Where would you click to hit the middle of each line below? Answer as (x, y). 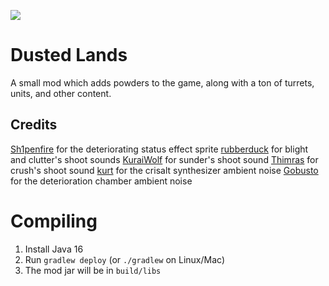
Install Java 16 (54, 249)
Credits (34, 125)
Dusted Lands (69, 55)
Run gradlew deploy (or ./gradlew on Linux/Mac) (125, 259)
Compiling (54, 221)
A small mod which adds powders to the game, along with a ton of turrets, (162, 82)
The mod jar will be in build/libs (93, 270)
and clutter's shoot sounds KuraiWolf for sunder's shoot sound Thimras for (164, 159)
